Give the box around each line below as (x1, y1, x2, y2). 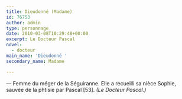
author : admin (6, 20, 41, 25)
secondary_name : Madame (6, 58, 65, 64)
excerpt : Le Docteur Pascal (6, 36, 76, 42)
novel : (6, 42, 22, 48)
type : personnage (6, 25, 49, 31)
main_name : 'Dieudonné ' (6, 53, 67, 59)
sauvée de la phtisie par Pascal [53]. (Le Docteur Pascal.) (6, 86, 147, 93)
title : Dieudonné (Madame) (6, 8, 73, 15)
